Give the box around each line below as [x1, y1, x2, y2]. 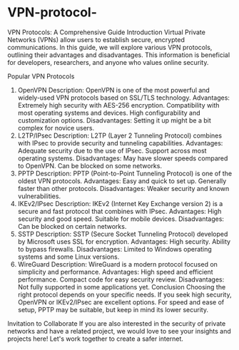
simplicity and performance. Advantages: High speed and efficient [17, 267, 213, 276]
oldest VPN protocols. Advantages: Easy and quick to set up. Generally [17, 176, 227, 185]
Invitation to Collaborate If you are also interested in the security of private [7, 319, 226, 328]
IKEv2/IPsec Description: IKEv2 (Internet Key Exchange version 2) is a [17, 199, 223, 207]
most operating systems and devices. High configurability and [17, 108, 201, 117]
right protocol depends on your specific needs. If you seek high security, [17, 290, 232, 299]
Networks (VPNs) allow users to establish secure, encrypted [7, 35, 185, 43]
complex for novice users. [17, 123, 95, 132]
